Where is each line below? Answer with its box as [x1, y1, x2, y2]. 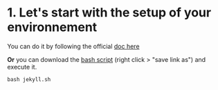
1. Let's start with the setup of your [7, 5, 212, 21]
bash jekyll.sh [7, 76, 51, 83]
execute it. [7, 63, 37, 71]
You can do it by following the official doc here [7, 42, 140, 50]
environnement [7, 19, 98, 35]
